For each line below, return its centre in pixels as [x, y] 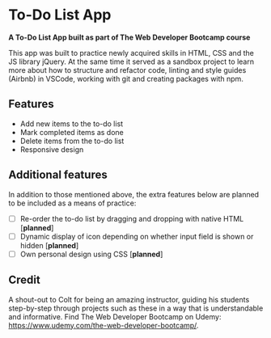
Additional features [58, 175]
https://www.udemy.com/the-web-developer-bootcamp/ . [104, 325]
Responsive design [52, 149]
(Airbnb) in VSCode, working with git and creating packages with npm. [126, 78]
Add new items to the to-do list [72, 124]
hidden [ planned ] [49, 245]
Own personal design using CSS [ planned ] [91, 254]
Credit [24, 280]
